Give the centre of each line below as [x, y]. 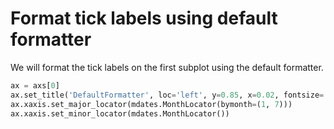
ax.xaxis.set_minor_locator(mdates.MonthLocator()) [120, 113]
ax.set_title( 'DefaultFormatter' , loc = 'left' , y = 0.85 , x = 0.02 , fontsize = [167, 95]
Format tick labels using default [144, 18]
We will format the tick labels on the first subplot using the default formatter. [167, 67]
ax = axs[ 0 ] [35, 85]
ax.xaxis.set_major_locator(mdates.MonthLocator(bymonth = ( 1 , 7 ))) [151, 104]
